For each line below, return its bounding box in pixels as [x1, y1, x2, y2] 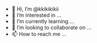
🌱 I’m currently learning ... [11, 18, 75, 24]
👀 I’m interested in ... [11, 12, 62, 19]
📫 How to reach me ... [11, 31, 66, 37]
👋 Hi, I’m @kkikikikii [11, 6, 59, 12]
